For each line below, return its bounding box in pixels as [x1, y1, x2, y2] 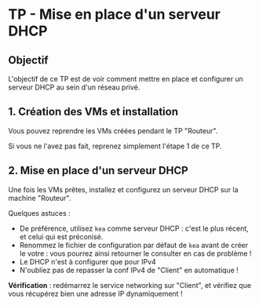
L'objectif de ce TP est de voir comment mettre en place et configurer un [8, 75, 243, 83]
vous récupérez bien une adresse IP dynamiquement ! [8, 289, 183, 298]
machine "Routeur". [8, 193, 71, 202]
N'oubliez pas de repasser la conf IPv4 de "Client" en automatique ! [19, 265, 239, 275]
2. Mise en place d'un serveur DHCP [8, 164, 188, 177]
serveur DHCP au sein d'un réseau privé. [8, 82, 140, 92]
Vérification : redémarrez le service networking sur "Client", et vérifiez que [8, 280, 252, 290]
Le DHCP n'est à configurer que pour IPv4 [19, 257, 157, 266]
